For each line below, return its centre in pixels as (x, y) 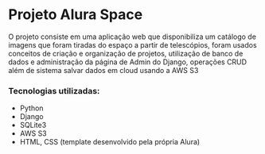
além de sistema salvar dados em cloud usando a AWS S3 (103, 70)
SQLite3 (33, 125)
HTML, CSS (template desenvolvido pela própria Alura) (110, 142)
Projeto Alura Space (76, 15)
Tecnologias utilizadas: (54, 90)
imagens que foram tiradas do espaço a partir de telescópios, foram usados (132, 44)
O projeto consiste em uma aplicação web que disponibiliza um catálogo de (132, 37)
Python (31, 108)
